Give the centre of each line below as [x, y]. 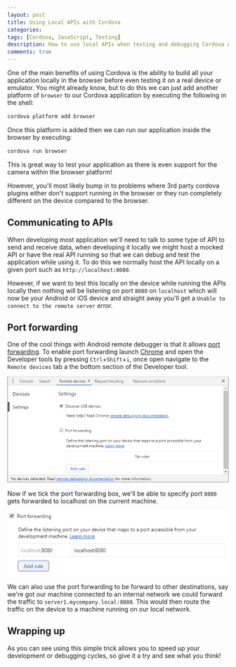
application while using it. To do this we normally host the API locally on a [113, 262]
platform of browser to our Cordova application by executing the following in [117, 95]
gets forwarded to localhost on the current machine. [83, 501]
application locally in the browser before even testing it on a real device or [114, 80]
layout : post [26, 15]
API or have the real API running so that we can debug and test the [104, 254]
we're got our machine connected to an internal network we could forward [115, 594]
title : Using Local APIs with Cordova [64, 22]
